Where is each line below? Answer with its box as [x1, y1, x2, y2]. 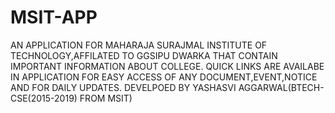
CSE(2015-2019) [10, 92, 78, 104]
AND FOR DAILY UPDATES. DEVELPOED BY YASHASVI [10, 81, 237, 93]
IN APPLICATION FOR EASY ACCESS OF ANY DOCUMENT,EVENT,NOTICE [10, 71, 318, 83]
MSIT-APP [10, 6, 98, 29]
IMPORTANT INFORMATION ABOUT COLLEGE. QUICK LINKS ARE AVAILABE [10, 60, 325, 72]
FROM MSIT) [79, 92, 133, 104]
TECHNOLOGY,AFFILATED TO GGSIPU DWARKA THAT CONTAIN [10, 49, 278, 61]
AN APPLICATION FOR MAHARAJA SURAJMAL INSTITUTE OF [10, 39, 268, 51]
